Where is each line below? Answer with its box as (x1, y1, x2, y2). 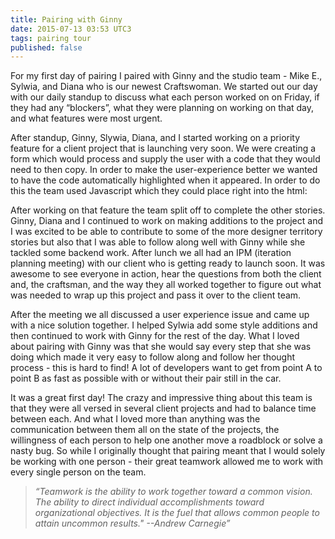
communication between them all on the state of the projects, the (10, 424, 280, 436)
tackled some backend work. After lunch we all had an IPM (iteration (10, 247, 292, 259)
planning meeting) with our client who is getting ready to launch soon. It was (10, 257, 326, 270)
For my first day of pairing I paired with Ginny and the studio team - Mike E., (10, 70, 323, 82)
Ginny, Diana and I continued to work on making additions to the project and (10, 215, 323, 227)
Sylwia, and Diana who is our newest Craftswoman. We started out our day (10, 81, 318, 93)
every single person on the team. (10, 466, 147, 478)
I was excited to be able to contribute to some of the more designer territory (10, 226, 323, 238)
